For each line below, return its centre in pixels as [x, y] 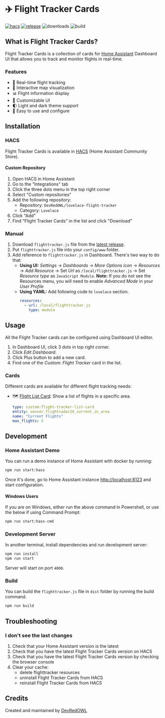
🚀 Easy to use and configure [41, 111]
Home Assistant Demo [33, 450]
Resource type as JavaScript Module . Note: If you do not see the [85, 276]
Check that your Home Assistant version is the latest [66, 646]
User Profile [32, 286]
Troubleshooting [31, 621]
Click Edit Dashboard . [34, 352]
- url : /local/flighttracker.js [57, 306]
